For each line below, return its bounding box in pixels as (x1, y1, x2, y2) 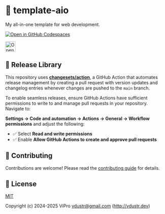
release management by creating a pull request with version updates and (5, 79, 158, 85)
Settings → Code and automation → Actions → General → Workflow (5, 115, 150, 121)
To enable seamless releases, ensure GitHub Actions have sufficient (5, 95, 148, 101)
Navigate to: (5, 105, 31, 111)
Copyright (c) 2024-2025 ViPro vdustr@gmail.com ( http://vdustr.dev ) (5, 203, 150, 209)
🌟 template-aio (5, 5, 69, 16)
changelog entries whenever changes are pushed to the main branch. (5, 85, 150, 91)
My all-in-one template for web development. (5, 21, 100, 27)
